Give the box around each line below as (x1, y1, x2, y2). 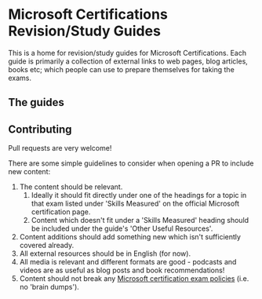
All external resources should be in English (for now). (19, 249, 191, 258)
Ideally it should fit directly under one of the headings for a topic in (31, 191, 247, 200)
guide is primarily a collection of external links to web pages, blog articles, (8, 57, 249, 66)
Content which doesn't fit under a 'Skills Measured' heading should (31, 216, 249, 225)
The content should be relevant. (19, 182, 123, 191)
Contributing (8, 122, 72, 136)
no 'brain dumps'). (19, 283, 80, 292)
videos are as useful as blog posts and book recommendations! (19, 265, 225, 275)
